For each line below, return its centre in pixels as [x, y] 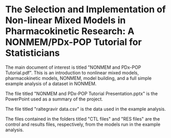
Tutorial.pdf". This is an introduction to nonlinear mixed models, [72, 72]
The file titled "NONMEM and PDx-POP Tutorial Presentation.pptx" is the [81, 93]
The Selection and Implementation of [86, 9]
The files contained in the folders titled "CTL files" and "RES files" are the [83, 119]
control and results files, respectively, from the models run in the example [83, 124]
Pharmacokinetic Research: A [70, 31]
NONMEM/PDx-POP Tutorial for [73, 42]
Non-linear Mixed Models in [66, 20]
